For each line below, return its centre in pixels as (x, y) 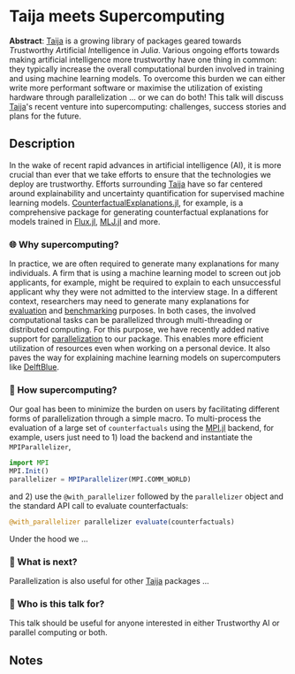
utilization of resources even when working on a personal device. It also (140, 348)
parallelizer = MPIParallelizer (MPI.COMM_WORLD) (100, 479)
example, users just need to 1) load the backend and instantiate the (131, 437)
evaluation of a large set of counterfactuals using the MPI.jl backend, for (142, 428)
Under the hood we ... (49, 539)
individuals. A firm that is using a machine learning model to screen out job (145, 273)
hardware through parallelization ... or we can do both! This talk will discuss (147, 97)
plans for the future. (45, 116)
